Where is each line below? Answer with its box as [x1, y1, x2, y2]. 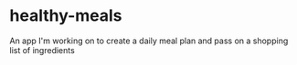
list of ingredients [9, 44, 75, 55]
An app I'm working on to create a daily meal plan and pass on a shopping [9, 35, 289, 46]
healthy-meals [9, 5, 122, 26]
